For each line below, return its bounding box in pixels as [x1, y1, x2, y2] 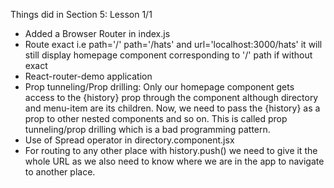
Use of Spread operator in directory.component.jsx [24, 134, 235, 146]
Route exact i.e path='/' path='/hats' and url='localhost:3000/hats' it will [24, 39, 323, 50]
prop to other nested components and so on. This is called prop [24, 113, 288, 124]
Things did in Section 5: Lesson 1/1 [10, 9, 153, 20]
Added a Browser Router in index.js [24, 28, 171, 39]
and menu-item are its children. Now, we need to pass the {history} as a [24, 102, 321, 114]
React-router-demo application [24, 70, 153, 82]
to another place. [24, 166, 96, 178]
